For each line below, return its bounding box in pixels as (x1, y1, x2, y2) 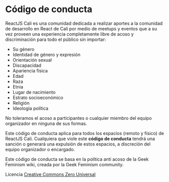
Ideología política (12, 105, 49, 111)
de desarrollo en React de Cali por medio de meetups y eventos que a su (5, 25, 157, 31)
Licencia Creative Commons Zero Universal (5, 171, 96, 177)
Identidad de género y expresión (12, 52, 81, 58)
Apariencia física (12, 67, 48, 74)
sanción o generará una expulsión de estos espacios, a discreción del (5, 141, 151, 147)
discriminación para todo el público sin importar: (5, 36, 106, 42)
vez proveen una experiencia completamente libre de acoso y (5, 31, 134, 37)
